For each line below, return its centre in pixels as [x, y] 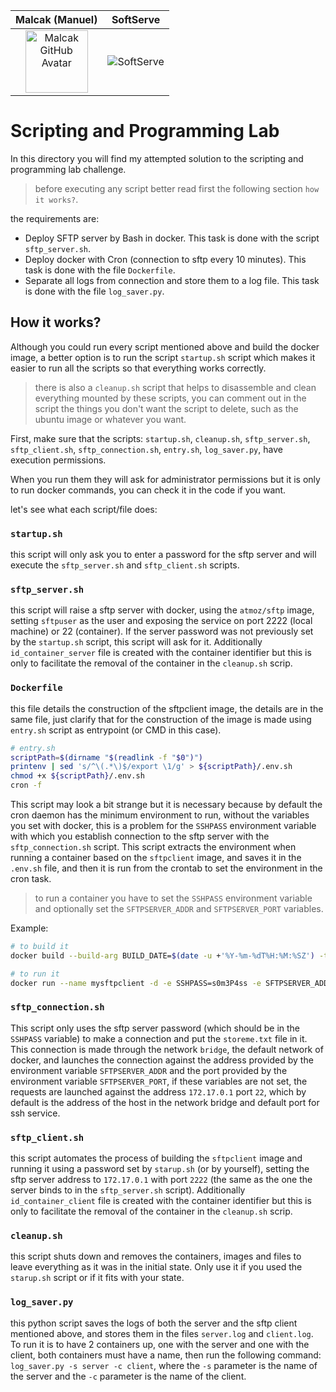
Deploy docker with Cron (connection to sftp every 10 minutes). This [165, 259]
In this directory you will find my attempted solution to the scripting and [157, 158]
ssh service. [35, 1113]
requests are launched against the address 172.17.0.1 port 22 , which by [158, 1091]
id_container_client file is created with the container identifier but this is [161, 1201]
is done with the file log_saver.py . [94, 291]
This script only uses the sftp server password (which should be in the [155, 1028]
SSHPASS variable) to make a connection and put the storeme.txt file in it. [159, 1038]
